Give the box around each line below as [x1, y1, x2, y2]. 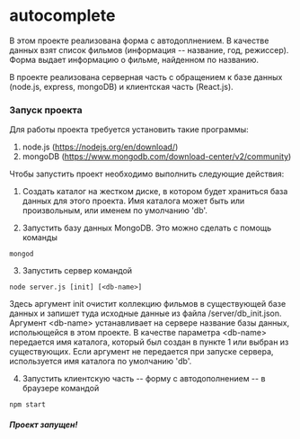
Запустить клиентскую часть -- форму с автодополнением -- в [22, 373, 266, 384]
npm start [9, 400, 47, 409]
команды [22, 232, 58, 243]
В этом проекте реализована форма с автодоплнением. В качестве [9, 35, 269, 46]
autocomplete [9, 5, 116, 26]
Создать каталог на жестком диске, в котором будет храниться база [22, 186, 288, 197]
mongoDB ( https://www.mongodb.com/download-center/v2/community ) [22, 151, 292, 162]
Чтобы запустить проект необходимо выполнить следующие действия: [9, 168, 285, 180]
